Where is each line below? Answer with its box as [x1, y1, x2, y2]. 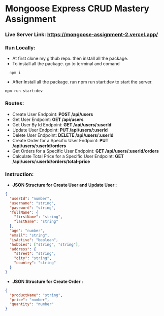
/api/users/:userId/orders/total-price [12, 158, 90, 164]
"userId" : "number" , [9, 196, 52, 201]
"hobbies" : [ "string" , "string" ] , [9, 242, 80, 247]
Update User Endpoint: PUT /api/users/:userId [12, 127, 108, 133]
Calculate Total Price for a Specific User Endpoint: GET [12, 153, 124, 159]
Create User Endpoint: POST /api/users [12, 111, 94, 117]
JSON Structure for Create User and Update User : [12, 182, 117, 188]
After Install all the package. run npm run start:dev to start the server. [12, 79, 153, 85]
